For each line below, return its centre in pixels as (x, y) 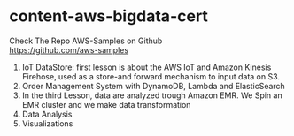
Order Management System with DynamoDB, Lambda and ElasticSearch (153, 86)
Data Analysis (47, 114)
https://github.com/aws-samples (69, 49)
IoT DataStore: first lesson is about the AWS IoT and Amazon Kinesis (147, 67)
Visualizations (47, 123)
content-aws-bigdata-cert (108, 16)
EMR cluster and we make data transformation (106, 104)
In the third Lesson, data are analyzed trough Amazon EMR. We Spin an (152, 95)
